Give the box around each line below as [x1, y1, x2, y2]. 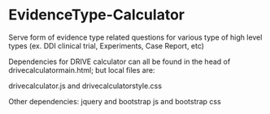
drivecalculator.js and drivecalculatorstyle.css [8, 81, 163, 91]
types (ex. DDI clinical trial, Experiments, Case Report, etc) [8, 40, 205, 50]
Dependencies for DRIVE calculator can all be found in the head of [8, 57, 231, 66]
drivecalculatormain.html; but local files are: [8, 65, 155, 74]
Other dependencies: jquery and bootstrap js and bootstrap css [8, 96, 221, 106]
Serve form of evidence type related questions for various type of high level [8, 32, 263, 42]
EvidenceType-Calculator [8, 6, 185, 24]
